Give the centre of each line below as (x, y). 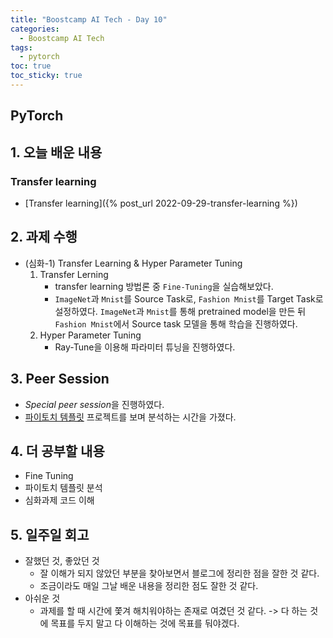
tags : (21, 47)
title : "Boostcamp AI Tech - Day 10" (89, 19)
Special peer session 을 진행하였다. (94, 404)
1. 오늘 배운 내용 (56, 152)
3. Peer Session (60, 379)
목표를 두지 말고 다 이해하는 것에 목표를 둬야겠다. (145, 623)
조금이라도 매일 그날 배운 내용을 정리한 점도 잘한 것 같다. (149, 586)
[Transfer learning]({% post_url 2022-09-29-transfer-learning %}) (161, 203)
